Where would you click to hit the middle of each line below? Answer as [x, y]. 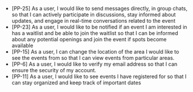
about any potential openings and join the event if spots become [89, 39]
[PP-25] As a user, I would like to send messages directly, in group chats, [99, 8]
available [22, 45]
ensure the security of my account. [54, 70]
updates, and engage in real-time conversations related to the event [93, 21]
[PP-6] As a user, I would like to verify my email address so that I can [94, 64]
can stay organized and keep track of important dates [76, 83]
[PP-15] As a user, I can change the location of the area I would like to [95, 52]
